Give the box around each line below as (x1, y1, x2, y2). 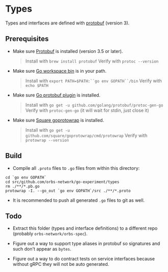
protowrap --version (25, 138, 69, 143)
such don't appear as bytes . (12, 246, 72, 252)
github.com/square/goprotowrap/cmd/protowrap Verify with (25, 132, 148, 138)
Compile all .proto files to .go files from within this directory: (12, 165, 140, 171)
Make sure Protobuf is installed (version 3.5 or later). (12, 48, 123, 54)
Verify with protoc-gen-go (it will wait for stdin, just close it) (25, 107, 149, 113)
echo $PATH (25, 83, 49, 88)
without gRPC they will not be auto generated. (12, 261, 109, 267)
